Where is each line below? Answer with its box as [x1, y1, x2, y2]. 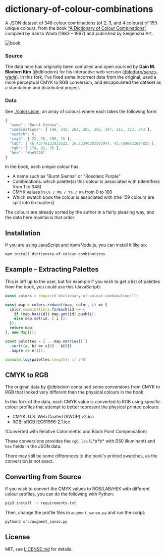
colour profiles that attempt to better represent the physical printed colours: [5, 404, 160, 410]
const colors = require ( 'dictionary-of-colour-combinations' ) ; [5, 293, 139, 298]
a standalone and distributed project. [5, 85, 81, 91]
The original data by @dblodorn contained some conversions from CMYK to [5, 384, 160, 390]
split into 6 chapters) [12, 200, 55, 206]
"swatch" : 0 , [9, 132, 37, 137]
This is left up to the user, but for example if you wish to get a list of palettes [5, 278, 160, 284]
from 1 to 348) [12, 184, 42, 190]
